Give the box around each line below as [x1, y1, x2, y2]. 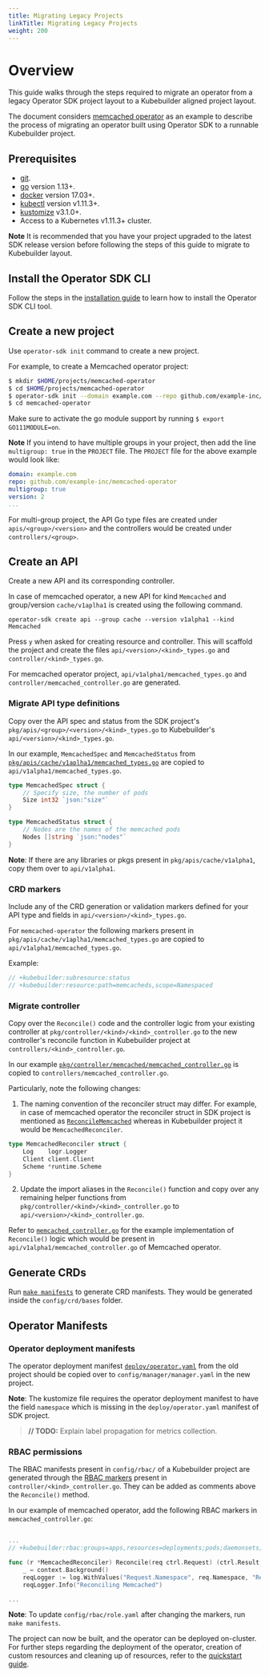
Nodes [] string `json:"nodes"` [22, 833, 127, 841]
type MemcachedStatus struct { [8, 818, 113, 826]
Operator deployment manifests [8, 1343, 136, 1354]
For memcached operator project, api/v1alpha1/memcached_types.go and [8, 669, 247, 679]
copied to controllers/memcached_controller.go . [8, 1068, 170, 1078]
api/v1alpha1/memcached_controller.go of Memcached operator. [8, 1243, 222, 1252]
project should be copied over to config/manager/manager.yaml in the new [8, 1369, 251, 1379]
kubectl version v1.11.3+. [19, 199, 100, 208]
